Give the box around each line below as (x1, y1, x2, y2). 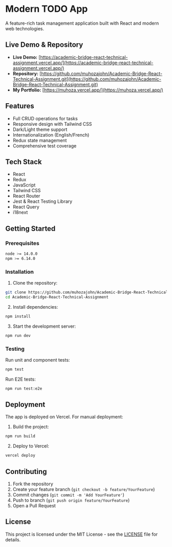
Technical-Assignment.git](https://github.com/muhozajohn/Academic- (12, 76, 162, 82)
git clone (5, 290, 27, 295)
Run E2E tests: (5, 376, 36, 382)
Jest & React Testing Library (12, 198, 73, 204)
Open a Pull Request (12, 503, 56, 509)
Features (5, 102, 34, 110)
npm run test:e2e (5, 386, 42, 391)
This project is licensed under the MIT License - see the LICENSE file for (5, 531, 158, 537)
